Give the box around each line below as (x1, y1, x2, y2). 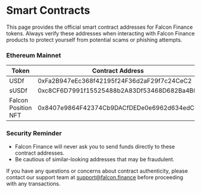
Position (9, 104, 32, 112)
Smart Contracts (6, 4, 91, 17)
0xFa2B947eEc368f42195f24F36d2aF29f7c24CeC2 (38, 77, 192, 85)
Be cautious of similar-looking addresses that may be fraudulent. (14, 155, 175, 162)
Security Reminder (6, 129, 62, 138)
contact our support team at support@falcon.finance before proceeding (6, 173, 184, 180)
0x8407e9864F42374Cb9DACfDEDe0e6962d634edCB (38, 104, 199, 112)
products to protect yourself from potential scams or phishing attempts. (6, 36, 182, 43)
